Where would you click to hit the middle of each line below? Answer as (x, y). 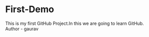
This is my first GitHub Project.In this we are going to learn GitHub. (75, 23)
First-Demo (30, 9)
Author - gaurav (22, 28)
